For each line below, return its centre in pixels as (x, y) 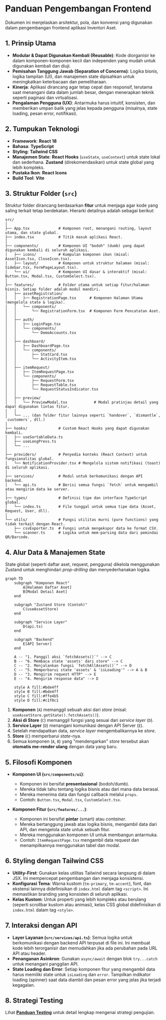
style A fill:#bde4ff (36, 688)
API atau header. (29, 953)
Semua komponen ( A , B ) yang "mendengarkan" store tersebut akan (81, 741)
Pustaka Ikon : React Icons (39, 172)
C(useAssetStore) (41, 609)
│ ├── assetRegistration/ (34, 294)
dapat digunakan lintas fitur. (37, 407)
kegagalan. (24, 985)
